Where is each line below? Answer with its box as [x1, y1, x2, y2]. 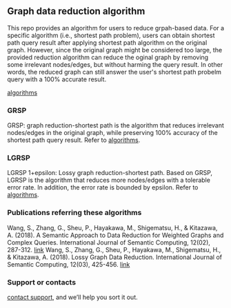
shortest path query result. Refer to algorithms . [7, 136, 141, 144]
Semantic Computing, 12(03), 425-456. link [7, 260, 130, 268]
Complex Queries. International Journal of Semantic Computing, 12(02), [7, 238, 210, 247]
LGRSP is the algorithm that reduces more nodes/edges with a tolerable [7, 176, 210, 185]
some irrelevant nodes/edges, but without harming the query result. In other [7, 60, 223, 68]
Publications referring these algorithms [7, 208, 142, 218]
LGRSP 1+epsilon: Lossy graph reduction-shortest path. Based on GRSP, [7, 169, 212, 177]
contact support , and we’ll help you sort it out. [7, 293, 138, 301]
